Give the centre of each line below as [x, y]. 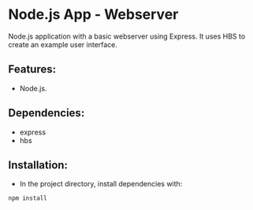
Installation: [38, 165]
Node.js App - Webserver [93, 15]
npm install [28, 198]
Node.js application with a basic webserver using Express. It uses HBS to [127, 36]
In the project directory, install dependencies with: [101, 184]
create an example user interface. [63, 44]
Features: [32, 70]
